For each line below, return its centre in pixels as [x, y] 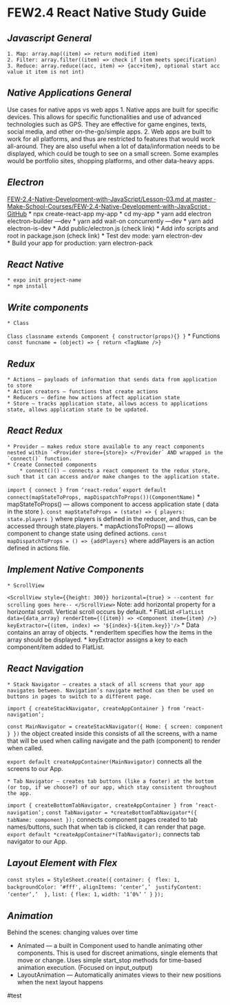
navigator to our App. [37, 841]
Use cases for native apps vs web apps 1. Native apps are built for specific [113, 109]
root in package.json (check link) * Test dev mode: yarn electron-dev [105, 235]
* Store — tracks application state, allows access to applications [107, 404]
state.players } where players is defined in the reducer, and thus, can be [112, 518]
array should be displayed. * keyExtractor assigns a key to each [97, 639]
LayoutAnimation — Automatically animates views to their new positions [119, 975]
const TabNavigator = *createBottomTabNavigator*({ [122, 813]
